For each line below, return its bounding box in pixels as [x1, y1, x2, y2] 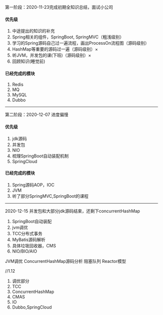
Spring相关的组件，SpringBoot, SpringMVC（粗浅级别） [12, 34, 124, 40]
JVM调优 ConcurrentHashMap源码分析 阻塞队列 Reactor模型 [5, 258, 126, 264]
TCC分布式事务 [12, 230, 43, 236]
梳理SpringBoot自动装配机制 [12, 153, 69, 159]
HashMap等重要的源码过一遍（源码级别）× [12, 46, 98, 52]
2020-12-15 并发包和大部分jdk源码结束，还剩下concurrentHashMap [5, 208, 140, 214]
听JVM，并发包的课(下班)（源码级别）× [12, 53, 91, 58]
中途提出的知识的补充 [12, 28, 55, 34]
